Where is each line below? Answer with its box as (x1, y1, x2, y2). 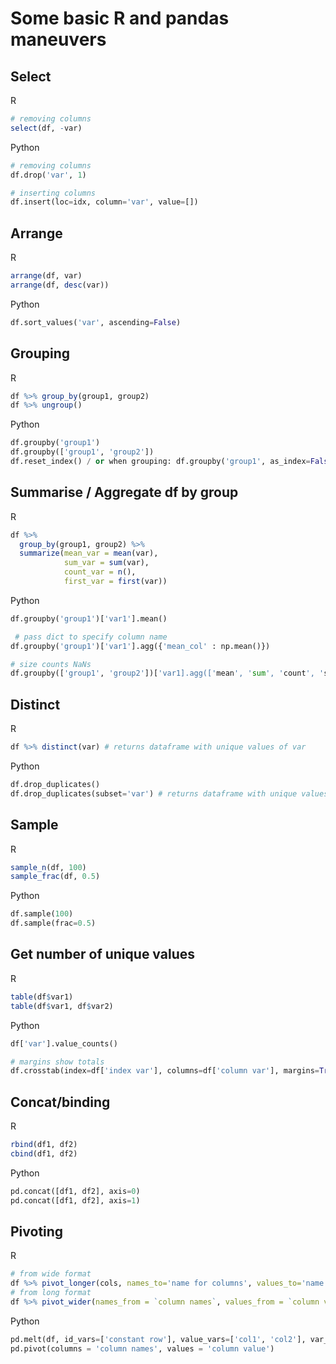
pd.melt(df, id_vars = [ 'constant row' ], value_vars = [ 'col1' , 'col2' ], (10, 1334, 307, 1344)
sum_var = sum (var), (63, 558, 150, 568)
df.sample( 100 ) (10, 909, 74, 919)
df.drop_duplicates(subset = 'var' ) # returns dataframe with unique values (10, 788, 329, 799)
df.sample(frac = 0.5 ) (10, 918, 97, 929)
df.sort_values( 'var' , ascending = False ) (10, 317, 182, 327)
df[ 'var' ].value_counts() (10, 1038, 118, 1049)
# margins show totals (10, 1057, 105, 1067)
